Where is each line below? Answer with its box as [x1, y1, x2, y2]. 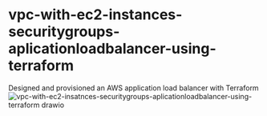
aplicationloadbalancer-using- [8, 40, 216, 58]
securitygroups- [8, 22, 120, 41]
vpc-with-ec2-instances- [8, 6, 183, 24]
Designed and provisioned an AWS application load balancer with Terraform [8, 82, 259, 93]
